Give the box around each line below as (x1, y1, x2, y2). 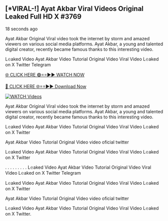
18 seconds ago (5, 26, 38, 32)
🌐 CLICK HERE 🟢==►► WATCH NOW (5, 71, 85, 78)
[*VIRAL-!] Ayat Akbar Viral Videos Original (5, 5, 144, 13)
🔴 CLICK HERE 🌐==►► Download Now (5, 83, 87, 89)
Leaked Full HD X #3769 (5, 13, 82, 21)
